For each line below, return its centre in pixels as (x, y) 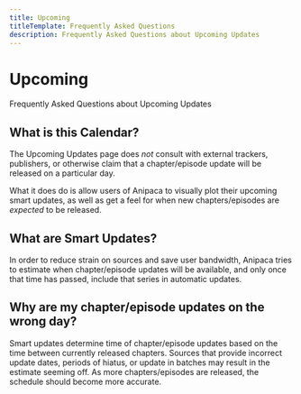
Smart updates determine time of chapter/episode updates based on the (144, 343)
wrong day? (43, 321)
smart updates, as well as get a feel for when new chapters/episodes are (144, 200)
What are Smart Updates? (83, 238)
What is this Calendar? (74, 132)
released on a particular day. (62, 173)
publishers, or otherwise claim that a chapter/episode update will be (136, 164)
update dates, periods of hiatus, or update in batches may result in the (140, 362)
